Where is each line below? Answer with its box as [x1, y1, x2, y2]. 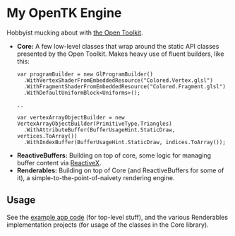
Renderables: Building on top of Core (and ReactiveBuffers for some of [16, 166, 224, 175]
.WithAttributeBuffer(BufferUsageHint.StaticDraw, [23, 126, 176, 134]
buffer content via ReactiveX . [16, 158, 102, 167]
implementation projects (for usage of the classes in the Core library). [6, 220, 209, 229]
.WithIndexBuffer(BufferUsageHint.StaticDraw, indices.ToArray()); [23, 138, 227, 146]
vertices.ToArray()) [16, 132, 78, 139]
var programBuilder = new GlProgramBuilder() [16, 71, 153, 78]
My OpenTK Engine [6, 5, 122, 21]
